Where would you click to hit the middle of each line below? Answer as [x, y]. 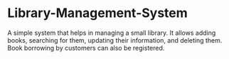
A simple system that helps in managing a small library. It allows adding [112, 33]
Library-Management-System [98, 13]
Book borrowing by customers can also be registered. [86, 48]
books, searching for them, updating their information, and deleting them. [115, 40]
